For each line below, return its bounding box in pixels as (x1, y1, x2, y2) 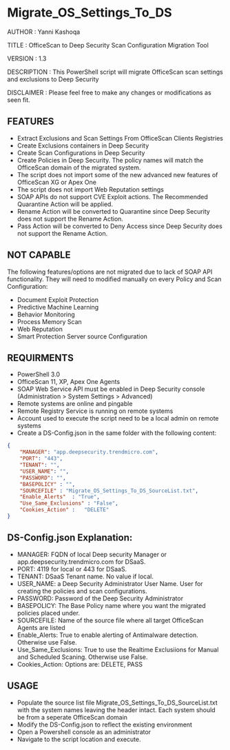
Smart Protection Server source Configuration (17, 332, 148, 341)
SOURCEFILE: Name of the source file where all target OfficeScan (17, 616, 205, 625)
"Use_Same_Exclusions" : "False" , (19, 500, 118, 507)
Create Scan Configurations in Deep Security (17, 148, 145, 156)
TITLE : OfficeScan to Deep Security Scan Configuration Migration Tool (7, 41, 209, 49)
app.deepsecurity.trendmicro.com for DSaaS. (17, 557, 146, 566)
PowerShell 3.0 (17, 370, 61, 378)
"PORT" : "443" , (19, 455, 63, 463)
